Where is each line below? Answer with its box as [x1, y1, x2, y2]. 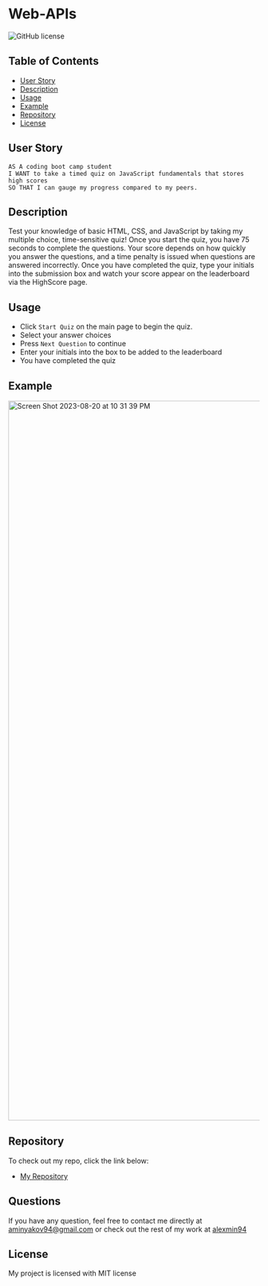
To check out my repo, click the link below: [8, 1156, 149, 1165]
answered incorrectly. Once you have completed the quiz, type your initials [8, 261, 254, 270]
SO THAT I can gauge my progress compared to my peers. [8, 183, 198, 192]
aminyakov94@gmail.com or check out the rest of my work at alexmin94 [8, 1224, 247, 1234]
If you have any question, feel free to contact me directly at [8, 1216, 203, 1225]
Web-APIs [8, 5, 77, 23]
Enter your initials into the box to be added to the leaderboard [19, 347, 223, 357]
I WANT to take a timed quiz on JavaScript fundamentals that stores [8, 170, 245, 178]
